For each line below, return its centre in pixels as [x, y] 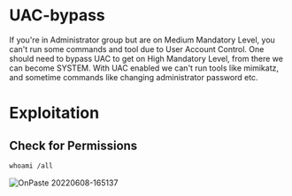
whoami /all [31, 166]
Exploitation [54, 113]
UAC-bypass [58, 15]
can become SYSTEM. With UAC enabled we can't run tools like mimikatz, [144, 68]
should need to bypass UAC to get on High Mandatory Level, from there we [146, 58]
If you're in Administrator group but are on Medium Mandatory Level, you [142, 40]
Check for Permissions [73, 145]
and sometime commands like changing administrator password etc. [134, 77]
